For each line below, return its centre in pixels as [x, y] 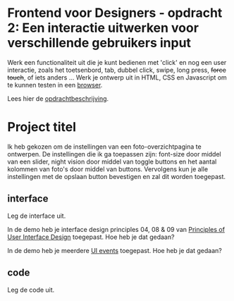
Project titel [42, 127]
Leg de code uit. [31, 290]
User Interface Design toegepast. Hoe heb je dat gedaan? [91, 237]
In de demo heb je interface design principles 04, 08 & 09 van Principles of [116, 229]
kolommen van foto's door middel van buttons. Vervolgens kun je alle [108, 169]
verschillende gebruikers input [99, 43]
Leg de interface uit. [37, 216]
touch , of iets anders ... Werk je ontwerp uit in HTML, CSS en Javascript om [117, 77]
